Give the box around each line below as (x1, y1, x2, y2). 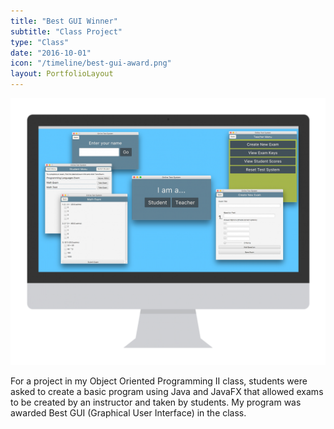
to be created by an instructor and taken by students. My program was (10, 396, 302, 408)
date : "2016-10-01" (10, 48, 92, 58)
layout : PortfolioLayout (10, 69, 114, 79)
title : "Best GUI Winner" (10, 16, 118, 26)
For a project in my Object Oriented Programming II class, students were (10, 375, 308, 387)
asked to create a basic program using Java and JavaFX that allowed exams (10, 385, 324, 397)
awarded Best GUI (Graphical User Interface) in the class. (10, 406, 247, 419)
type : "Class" (10, 37, 70, 47)
